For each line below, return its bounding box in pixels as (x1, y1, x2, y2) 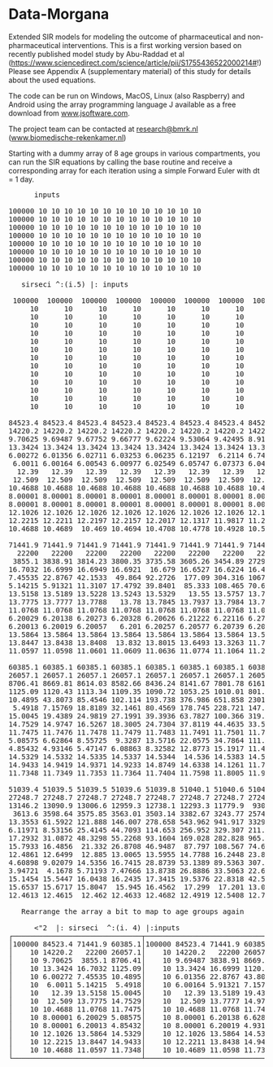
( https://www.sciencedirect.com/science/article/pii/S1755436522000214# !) (8, 58, 262, 68)
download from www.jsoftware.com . (8, 108, 130, 118)
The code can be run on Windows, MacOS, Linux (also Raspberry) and (8, 90, 245, 100)
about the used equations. (8, 75, 96, 85)
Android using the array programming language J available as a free (8, 99, 236, 109)
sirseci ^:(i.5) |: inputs (21, 279, 129, 289)
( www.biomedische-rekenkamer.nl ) (8, 132, 127, 143)
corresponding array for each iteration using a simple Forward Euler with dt (8, 165, 260, 175)
